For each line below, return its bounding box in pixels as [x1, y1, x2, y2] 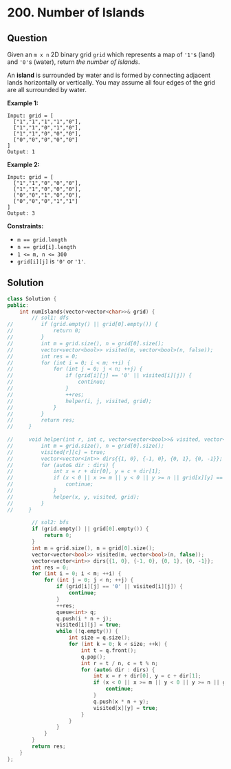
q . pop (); [80, 653, 107, 660]
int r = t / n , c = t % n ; [80, 660, 158, 667]
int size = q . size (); [68, 634, 131, 641]
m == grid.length [16, 237, 67, 243]
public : [7, 301, 30, 309]
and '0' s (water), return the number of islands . [7, 58, 140, 66]
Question [7, 32, 47, 44]
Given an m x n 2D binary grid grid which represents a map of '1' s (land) [7, 50, 215, 58]
